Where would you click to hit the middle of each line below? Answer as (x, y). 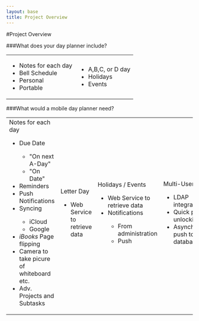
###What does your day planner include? (57, 46)
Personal (32, 80)
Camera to (34, 251)
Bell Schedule (38, 73)
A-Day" (40, 164)
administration (138, 233)
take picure (35, 259)
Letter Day (75, 191)
